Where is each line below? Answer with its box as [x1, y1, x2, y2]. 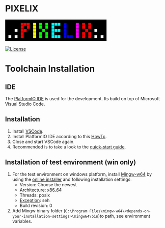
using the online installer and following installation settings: [12, 176, 132, 182]
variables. [12, 218, 32, 224]
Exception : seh [19, 197, 50, 203]
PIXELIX [5, 3, 39, 14]
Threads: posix [19, 192, 50, 198]
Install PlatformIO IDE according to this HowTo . [12, 133, 107, 139]
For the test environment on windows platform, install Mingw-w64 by [12, 171, 152, 177]
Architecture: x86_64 [19, 187, 62, 193]
